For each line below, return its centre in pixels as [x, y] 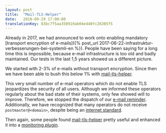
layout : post [19, 10]
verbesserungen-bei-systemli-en [39, 48]
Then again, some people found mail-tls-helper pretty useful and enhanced [83, 120]
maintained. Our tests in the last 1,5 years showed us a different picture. [79, 59]
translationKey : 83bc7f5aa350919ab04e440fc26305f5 [59, 24]
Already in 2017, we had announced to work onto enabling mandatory [76, 38]
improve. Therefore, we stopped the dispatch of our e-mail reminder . [76, 100]
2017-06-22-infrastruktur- [126, 43]
